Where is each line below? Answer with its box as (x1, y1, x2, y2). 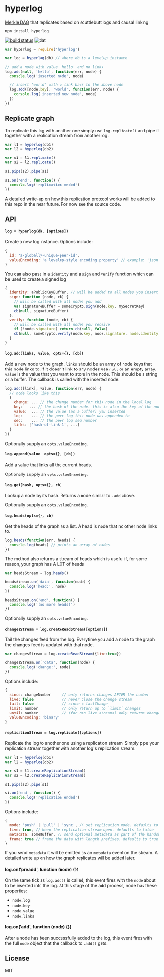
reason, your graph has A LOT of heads (5, 561, 84, 567)
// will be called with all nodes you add (14, 299, 102, 304)
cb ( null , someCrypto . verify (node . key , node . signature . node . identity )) (14, 331, 163, 336)
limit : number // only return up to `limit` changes (9, 706, 141, 711)
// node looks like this (9, 391, 60, 396)
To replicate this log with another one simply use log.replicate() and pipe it (5, 127, 159, 133)
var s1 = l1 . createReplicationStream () (5, 768, 86, 773)
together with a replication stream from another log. (5, 132, 109, 138)
